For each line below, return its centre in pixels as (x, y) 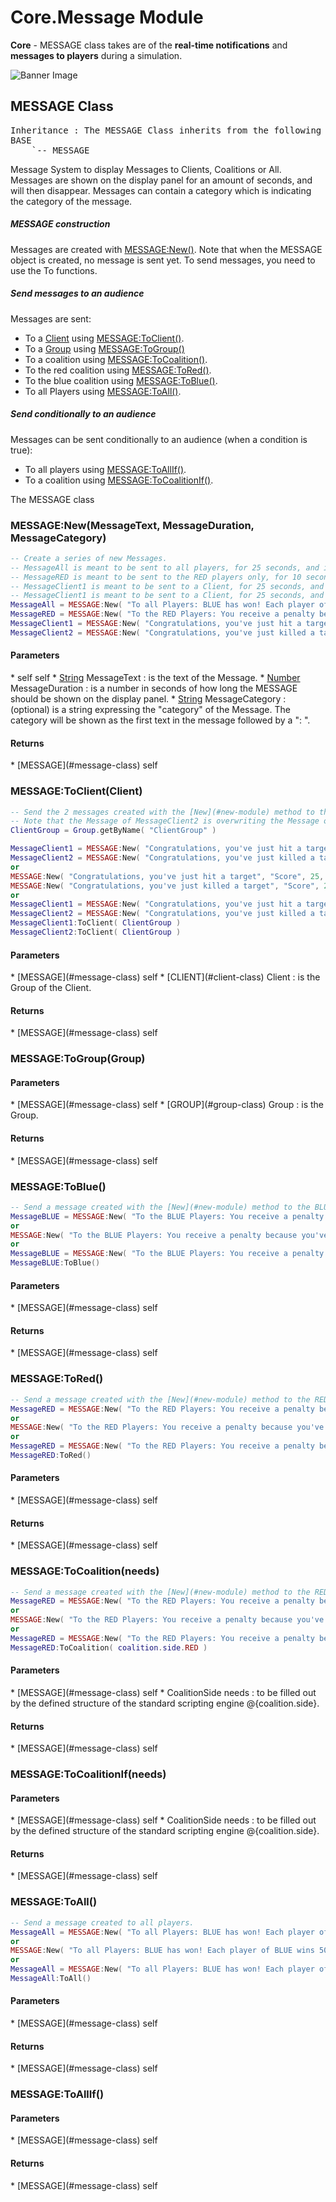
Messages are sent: (51, 318)
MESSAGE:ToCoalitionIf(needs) (88, 1774)
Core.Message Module (107, 17)
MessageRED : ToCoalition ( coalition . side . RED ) (109, 1647)
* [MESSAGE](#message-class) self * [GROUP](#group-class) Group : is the (167, 1105)
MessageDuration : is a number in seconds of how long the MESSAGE (154, 688)
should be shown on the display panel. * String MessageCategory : (148, 699)
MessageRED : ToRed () (51, 1456)
